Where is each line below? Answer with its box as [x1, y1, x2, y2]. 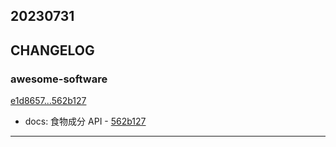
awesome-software [10, 72, 108, 86]
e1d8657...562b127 [10, 95, 87, 107]
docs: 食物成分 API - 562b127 [24, 115, 147, 128]
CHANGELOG [10, 42, 95, 59]
